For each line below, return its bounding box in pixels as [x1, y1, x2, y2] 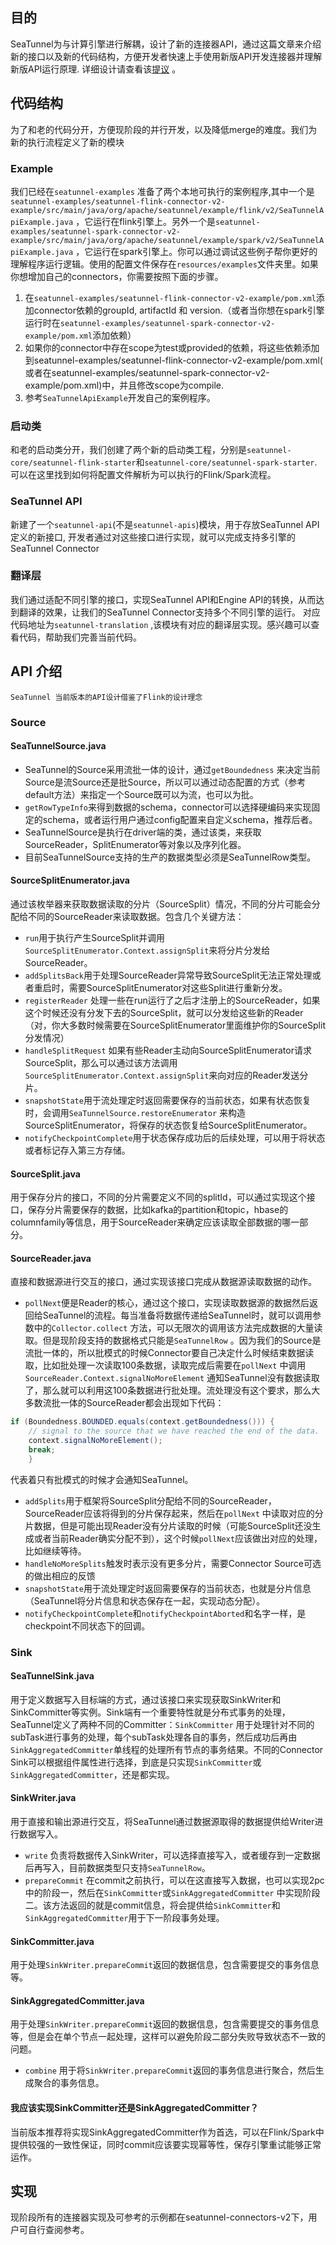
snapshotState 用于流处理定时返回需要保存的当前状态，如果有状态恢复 [24, 1094, 312, 1106]
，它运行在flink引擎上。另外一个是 [75, 215, 217, 227]
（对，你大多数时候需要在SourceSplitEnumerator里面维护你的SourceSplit [24, 1019, 326, 1031]
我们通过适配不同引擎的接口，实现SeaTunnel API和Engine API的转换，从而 [10, 593, 317, 605]
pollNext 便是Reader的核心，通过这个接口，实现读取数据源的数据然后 [24, 1297, 310, 1309]
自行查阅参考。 [27, 2224, 90, 2236]
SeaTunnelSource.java [10, 740, 107, 752]
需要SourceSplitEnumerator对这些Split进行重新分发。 [68, 981, 288, 993]
